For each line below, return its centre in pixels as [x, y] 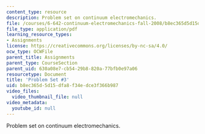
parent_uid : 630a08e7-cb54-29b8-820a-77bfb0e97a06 [72, 69]
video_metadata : [27, 102]
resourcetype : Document [37, 74]
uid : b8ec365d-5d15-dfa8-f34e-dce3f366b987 [63, 86]
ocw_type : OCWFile [30, 52]
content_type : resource [37, 12]
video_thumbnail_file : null [48, 97]
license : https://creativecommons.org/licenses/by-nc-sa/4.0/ [87, 46]
